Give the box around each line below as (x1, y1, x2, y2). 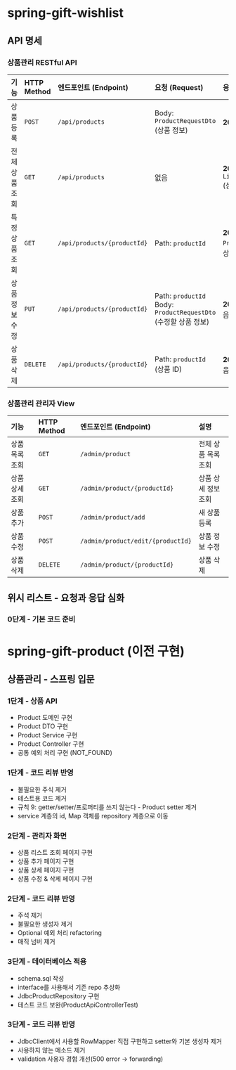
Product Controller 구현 (17, 740, 84, 748)
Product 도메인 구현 (17, 714, 72, 722)
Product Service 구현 (17, 731, 78, 740)
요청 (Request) (154, 82, 204, 92)
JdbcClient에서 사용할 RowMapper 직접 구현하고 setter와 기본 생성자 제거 (17, 1037, 223, 1045)
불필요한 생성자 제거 (17, 920, 72, 929)
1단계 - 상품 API (7, 696, 58, 706)
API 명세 (7, 34, 42, 46)
